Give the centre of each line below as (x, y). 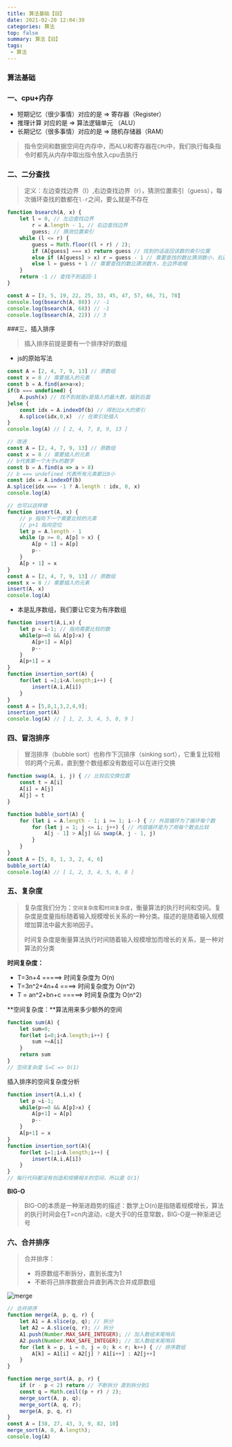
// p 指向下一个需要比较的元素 (58, 518)
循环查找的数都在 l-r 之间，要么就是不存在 (89, 199)
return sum (35, 1054)
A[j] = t (32, 795)
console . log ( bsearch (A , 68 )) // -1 (58, 308)
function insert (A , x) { (43, 512)
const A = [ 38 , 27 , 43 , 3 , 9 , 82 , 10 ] (63, 1424)
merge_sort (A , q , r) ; (50, 1405)
